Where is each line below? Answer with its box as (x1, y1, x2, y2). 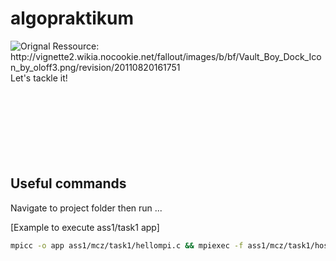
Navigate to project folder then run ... (10, 202, 163, 214)
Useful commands (10, 175, 127, 192)
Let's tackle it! (10, 72, 68, 84)
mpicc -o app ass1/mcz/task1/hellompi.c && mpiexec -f (10, 240, 244, 251)
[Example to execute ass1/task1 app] (10, 221, 160, 233)
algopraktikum (10, 7, 134, 30)
